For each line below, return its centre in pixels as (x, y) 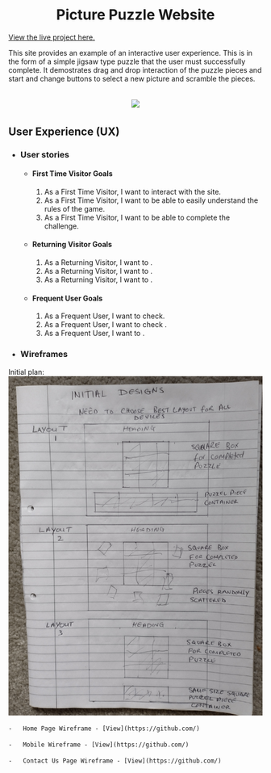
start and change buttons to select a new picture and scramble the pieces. (132, 78)
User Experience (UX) (64, 131)
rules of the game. (75, 208)
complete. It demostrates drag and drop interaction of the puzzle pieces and (135, 69)
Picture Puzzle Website (135, 15)
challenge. (61, 226)
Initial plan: (26, 372)
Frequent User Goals (67, 298)
